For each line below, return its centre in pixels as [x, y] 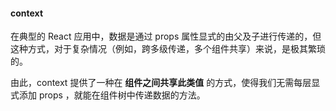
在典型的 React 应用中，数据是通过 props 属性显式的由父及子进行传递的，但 [166, 36]
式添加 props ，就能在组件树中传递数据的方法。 [108, 95]
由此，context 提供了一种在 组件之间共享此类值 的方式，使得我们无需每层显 [165, 83]
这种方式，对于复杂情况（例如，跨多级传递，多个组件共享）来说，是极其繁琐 [168, 49]
